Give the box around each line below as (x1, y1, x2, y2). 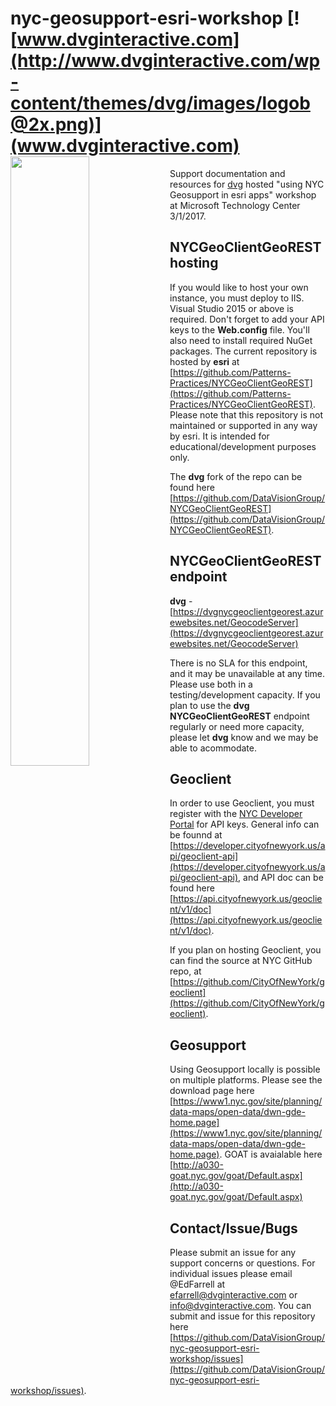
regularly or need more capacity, (169, 720, 305, 732)
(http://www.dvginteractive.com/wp (10, 50, 321, 72)
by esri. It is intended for (169, 430, 270, 442)
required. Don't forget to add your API (169, 313, 325, 325)
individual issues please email (169, 1268, 293, 1279)
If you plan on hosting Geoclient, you (169, 944, 322, 956)
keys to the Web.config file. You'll (169, 323, 310, 336)
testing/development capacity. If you (169, 688, 321, 701)
